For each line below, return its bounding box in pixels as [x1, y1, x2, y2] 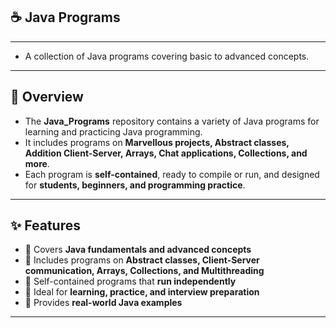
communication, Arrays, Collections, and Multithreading [24, 265, 265, 277]
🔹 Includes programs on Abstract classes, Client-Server [24, 254, 260, 266]
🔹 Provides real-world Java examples [24, 297, 183, 309]
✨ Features [10, 217, 81, 234]
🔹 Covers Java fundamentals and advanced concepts [24, 244, 252, 256]
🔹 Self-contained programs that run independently [24, 275, 237, 288]
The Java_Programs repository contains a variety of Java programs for [24, 115, 320, 127]
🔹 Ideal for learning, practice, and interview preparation [24, 286, 260, 298]
